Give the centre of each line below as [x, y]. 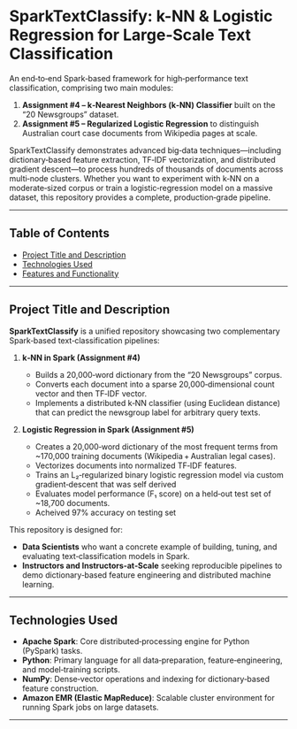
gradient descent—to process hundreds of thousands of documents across [146, 169]
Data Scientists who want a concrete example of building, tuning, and [149, 547]
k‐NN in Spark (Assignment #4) [81, 357]
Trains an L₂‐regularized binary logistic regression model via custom [160, 474]
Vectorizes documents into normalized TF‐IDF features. [136, 465]
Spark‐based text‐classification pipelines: [85, 340]
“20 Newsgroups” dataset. [70, 114]
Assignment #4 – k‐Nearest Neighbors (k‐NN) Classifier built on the [148, 104]
